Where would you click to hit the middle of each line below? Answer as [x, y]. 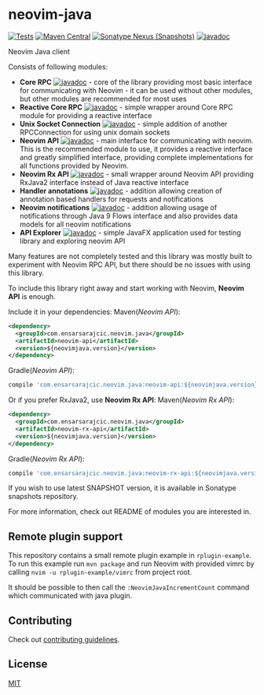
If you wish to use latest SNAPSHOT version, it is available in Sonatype [123, 488]
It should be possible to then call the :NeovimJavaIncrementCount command [129, 587]
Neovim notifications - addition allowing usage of [118, 207]
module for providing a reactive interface [86, 115]
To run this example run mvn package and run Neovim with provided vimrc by [131, 564]
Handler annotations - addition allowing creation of [121, 190]
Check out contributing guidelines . [64, 640]
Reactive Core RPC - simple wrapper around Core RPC [126, 107]
